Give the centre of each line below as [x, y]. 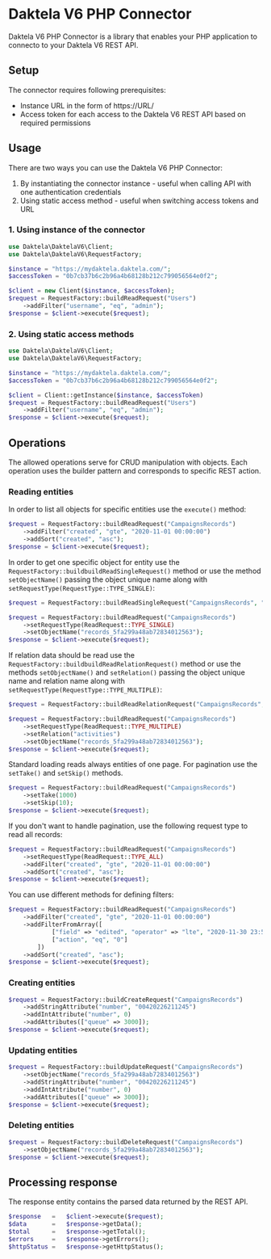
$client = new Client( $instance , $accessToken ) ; [92, 291]
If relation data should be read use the [72, 655]
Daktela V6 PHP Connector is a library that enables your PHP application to [133, 36]
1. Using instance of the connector [77, 229]
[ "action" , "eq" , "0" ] [90, 939]
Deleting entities [42, 1126]
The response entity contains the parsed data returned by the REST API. [128, 1202]
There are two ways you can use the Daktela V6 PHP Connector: [116, 167]
